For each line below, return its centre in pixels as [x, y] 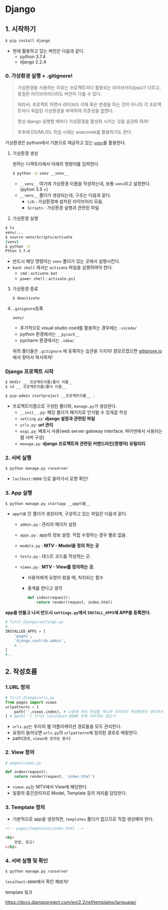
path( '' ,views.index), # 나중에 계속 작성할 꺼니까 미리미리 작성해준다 [81, 712]
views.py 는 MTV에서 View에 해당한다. [50, 787]
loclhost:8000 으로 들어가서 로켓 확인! [50, 479]
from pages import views [31, 702]
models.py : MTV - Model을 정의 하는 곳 [59, 546]
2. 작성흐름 [21, 671]
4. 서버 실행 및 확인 [27, 860]
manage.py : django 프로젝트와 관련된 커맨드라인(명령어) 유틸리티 [83, 443]
